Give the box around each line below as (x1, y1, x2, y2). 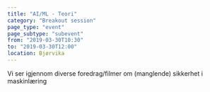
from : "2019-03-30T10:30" (7, 37, 83, 44)
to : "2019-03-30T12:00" (7, 43, 78, 50)
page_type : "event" (7, 23, 65, 30)
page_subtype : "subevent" (7, 30, 83, 38)
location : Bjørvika (7, 50, 65, 57)
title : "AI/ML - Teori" (7, 10, 78, 18)
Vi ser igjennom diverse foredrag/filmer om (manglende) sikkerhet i (7, 69, 204, 78)
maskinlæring (7, 76, 47, 85)
